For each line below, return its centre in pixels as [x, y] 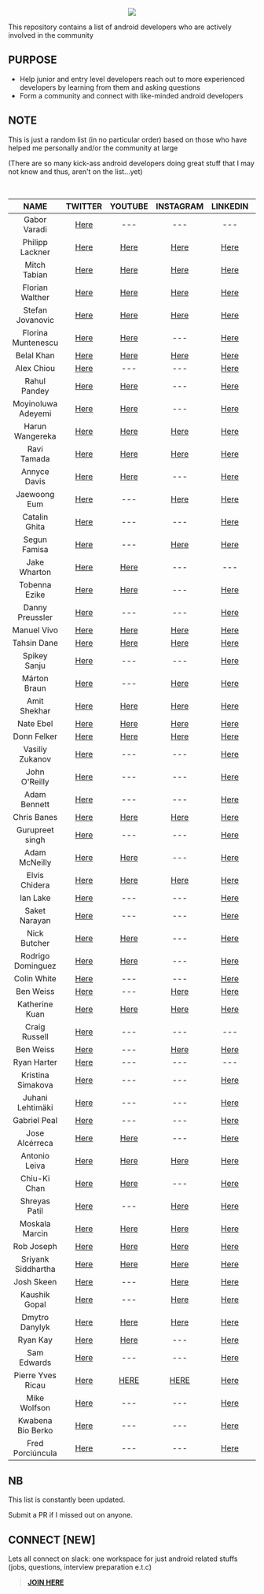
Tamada [35, 458]
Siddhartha [35, 1269]
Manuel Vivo [35, 630]
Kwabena [35, 1420]
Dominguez [35, 966]
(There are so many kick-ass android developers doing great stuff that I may [132, 163]
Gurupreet [35, 829]
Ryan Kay [35, 1340]
